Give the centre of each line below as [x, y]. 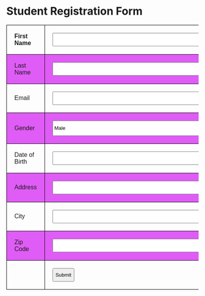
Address [26, 187]
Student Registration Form [74, 11]
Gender [25, 128]
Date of [24, 154]
